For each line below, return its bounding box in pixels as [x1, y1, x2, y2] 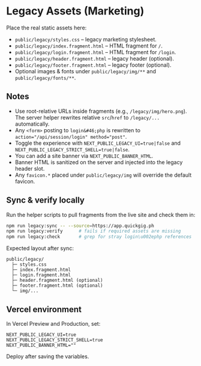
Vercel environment [6, 304, 82, 314]
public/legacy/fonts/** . [14, 74, 76, 81]
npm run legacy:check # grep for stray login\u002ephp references [6, 234, 192, 240]
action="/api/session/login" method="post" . [14, 133, 127, 140]
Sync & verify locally [6, 195, 85, 206]
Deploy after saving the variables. [6, 353, 89, 360]
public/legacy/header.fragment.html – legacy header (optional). [14, 55, 174, 62]
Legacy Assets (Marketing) [6, 4, 145, 18]
